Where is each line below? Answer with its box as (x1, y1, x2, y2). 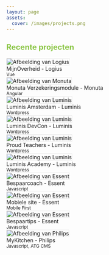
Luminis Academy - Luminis (6, 160, 76, 168)
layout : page (6, 9, 40, 15)
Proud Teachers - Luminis (6, 141, 71, 148)
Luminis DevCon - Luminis (6, 122, 72, 129)
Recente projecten (6, 42, 74, 52)
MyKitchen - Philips (6, 236, 56, 244)
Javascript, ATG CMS (6, 243, 51, 249)
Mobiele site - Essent (6, 198, 60, 206)
